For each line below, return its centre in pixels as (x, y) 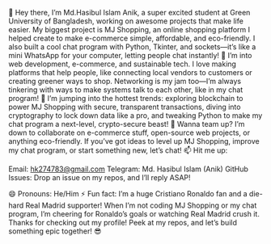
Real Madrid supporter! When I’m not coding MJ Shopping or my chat (141, 205)
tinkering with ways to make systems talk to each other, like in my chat (126, 90)
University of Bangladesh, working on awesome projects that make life (126, 21)
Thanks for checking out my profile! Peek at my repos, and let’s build (123, 223)
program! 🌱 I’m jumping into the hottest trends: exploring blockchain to (126, 98)
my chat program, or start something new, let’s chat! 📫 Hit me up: (118, 150)
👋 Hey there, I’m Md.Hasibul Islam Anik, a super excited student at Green (129, 13)
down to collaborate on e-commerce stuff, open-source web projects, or (129, 133)
